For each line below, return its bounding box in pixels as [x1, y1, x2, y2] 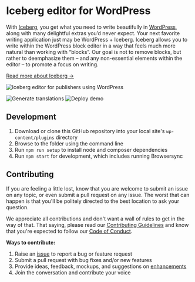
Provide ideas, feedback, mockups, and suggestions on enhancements [14, 263, 187, 270]
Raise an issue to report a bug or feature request [14, 250, 132, 257]
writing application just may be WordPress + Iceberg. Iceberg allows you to [6, 36, 188, 43]
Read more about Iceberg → [6, 72, 75, 79]
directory [55, 134, 78, 141]
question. [6, 203, 29, 210]
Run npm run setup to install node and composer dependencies [14, 146, 168, 153]
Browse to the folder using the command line [14, 140, 123, 147]
